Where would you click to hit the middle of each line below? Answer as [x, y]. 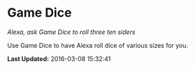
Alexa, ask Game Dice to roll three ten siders [71, 32]
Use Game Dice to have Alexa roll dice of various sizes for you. [98, 45]
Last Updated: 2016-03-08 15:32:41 [59, 59]
